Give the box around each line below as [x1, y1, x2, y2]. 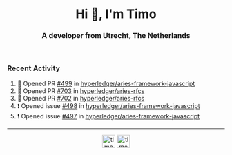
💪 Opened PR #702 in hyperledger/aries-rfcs [17, 94, 145, 102]
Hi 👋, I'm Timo [75, 6, 157, 22]
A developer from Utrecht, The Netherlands [41, 31, 191, 41]
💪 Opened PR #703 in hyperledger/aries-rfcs [17, 86, 145, 95]
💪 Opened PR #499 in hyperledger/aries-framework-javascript [17, 79, 195, 87]
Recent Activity [7, 63, 61, 73]
